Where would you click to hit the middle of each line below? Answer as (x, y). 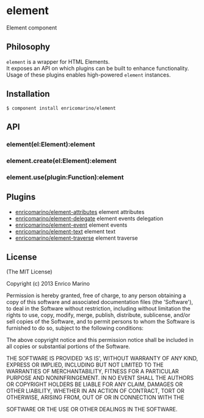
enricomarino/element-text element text (65, 231)
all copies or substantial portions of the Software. (68, 346)
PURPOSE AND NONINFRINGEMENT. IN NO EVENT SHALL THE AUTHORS (100, 378)
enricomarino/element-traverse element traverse (77, 238)
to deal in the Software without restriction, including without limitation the (98, 309)
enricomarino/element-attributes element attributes (80, 211)
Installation (28, 94)
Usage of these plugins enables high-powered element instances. (89, 75)
